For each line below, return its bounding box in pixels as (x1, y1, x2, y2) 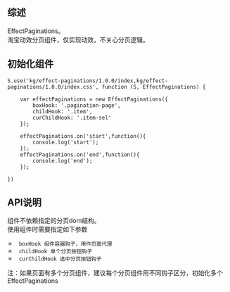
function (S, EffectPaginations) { (101, 83, 206, 90)
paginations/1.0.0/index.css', (7, 83, 99, 90)
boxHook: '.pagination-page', (32, 101, 121, 109)
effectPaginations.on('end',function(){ (20, 151, 140, 158)
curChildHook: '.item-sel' (32, 114, 112, 121)
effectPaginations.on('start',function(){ (20, 132, 146, 139)
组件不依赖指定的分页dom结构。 (7, 217, 101, 225)
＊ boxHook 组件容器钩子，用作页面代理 (7, 241, 113, 248)
